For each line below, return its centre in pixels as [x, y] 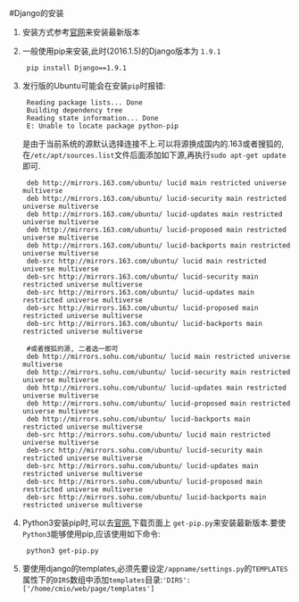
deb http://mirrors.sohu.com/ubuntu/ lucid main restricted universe [158, 356]
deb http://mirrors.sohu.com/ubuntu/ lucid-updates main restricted [157, 388]
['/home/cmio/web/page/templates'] [88, 589]
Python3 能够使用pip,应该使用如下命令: [91, 534]
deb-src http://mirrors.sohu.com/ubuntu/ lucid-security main [145, 450]
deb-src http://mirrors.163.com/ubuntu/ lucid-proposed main [142, 308]
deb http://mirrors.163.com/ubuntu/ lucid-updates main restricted [154, 214]
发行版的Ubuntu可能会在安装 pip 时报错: [94, 86]
